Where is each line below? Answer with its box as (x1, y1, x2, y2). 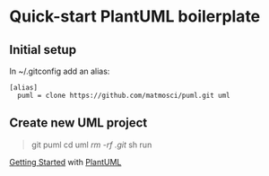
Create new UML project (9, 115, 148, 131)
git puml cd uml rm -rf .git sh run (30, 139, 152, 150)
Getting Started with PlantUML (9, 156, 122, 167)
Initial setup (9, 42, 77, 57)
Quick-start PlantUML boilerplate (9, 6, 261, 27)
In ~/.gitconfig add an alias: (9, 66, 110, 76)
